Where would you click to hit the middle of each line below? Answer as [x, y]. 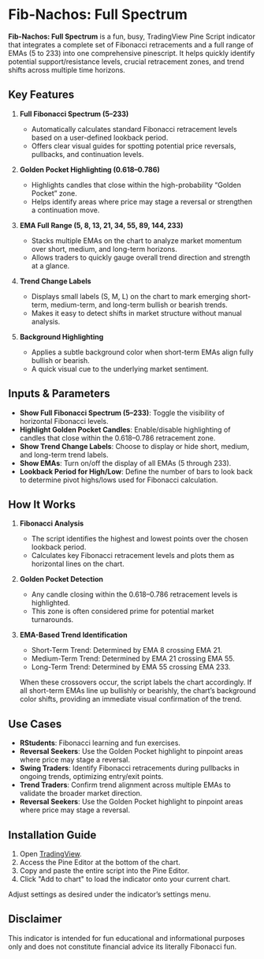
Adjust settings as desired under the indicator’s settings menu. [110, 894]
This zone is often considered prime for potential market [123, 611]
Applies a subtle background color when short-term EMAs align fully [142, 352]
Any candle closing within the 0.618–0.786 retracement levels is [134, 594]
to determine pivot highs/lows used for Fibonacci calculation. [119, 480]
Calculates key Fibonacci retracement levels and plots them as [133, 556]
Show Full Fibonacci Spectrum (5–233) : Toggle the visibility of [122, 413]
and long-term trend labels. [64, 455]
